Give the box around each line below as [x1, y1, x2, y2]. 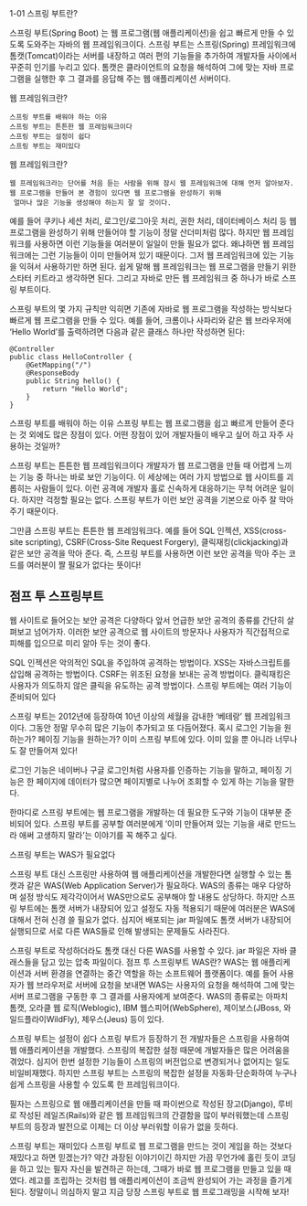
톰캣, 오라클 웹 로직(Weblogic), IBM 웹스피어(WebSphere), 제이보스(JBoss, [9, 1002, 281, 1013]
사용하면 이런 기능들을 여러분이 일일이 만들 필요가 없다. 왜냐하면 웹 [33, 239, 270, 249]
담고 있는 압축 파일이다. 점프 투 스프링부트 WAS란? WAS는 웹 [40, 956, 259, 967]
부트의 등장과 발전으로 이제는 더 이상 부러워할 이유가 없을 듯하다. [9, 1121, 239, 1132]
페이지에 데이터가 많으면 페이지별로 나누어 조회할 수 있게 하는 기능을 [36, 775, 278, 786]
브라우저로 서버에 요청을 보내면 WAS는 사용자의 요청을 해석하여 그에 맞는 [36, 979, 295, 990]
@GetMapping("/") [26, 360, 92, 369]
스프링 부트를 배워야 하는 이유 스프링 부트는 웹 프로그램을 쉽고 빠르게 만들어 [9, 418, 278, 428]
